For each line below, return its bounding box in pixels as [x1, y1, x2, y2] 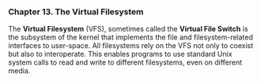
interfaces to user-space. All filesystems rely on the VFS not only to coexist [8, 41, 254, 50]
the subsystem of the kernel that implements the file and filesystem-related [8, 32, 253, 42]
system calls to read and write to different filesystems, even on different [8, 58, 243, 67]
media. [8, 66, 31, 76]
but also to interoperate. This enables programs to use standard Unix [8, 50, 233, 59]
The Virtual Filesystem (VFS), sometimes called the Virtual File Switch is [8, 24, 248, 34]
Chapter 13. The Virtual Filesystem [8, 6, 144, 17]
